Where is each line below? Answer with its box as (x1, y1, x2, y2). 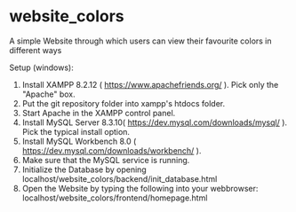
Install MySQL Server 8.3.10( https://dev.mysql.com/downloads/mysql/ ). (21, 117, 287, 128)
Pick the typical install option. (21, 126, 131, 137)
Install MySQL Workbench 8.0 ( (21, 136, 137, 146)
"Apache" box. (21, 89, 76, 99)
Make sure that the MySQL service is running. (21, 154, 190, 165)
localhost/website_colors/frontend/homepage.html (21, 192, 208, 203)
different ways (9, 44, 62, 55)
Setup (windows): (9, 62, 74, 73)
